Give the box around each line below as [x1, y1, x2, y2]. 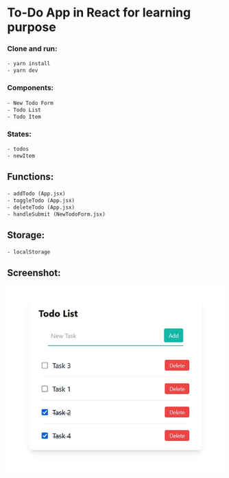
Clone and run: [7, 44, 58, 54]
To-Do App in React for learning [7, 5, 191, 21]
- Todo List [7, 106, 41, 113]
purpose [7, 19, 56, 35]
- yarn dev [7, 67, 38, 74]
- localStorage [7, 249, 51, 255]
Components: [7, 83, 54, 93]
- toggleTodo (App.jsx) [7, 197, 75, 204]
